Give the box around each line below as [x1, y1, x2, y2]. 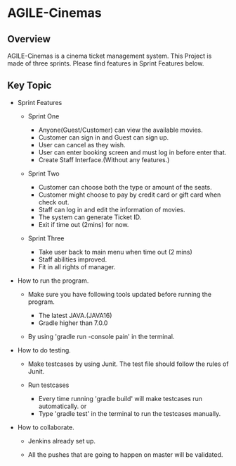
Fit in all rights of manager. [38, 262, 116, 271]
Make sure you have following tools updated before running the [27, 290, 212, 298]
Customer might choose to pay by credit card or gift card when [38, 190, 221, 199]
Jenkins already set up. [27, 436, 96, 445]
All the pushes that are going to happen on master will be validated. [27, 450, 223, 459]
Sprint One [27, 111, 60, 121]
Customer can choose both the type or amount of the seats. [38, 183, 212, 191]
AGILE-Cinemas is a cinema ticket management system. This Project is [7, 51, 212, 60]
